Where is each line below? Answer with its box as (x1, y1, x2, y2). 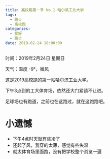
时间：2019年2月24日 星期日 (5, 55, 65, 61)
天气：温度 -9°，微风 (5, 66, 49, 72)
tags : (5, 12, 17, 17)
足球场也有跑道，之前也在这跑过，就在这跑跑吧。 (5, 98, 107, 104)
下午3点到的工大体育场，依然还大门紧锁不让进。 (5, 87, 106, 93)
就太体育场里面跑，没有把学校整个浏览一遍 (12, 148, 102, 154)
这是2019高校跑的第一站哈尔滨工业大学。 (5, 77, 91, 83)
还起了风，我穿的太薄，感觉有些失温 (12, 142, 89, 148)
